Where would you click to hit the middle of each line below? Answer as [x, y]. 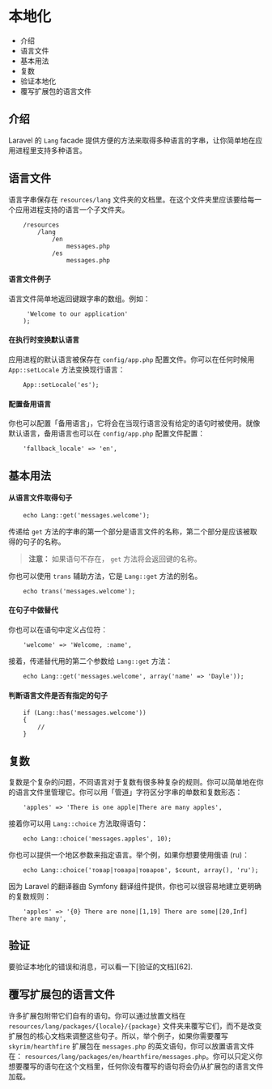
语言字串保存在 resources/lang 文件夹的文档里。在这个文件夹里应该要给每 [132, 199]
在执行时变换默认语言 [44, 340]
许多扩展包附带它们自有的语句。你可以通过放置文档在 [97, 1015]
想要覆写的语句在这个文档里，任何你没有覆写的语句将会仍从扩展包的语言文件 [136, 1066]
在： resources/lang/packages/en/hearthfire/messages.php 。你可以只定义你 [136, 1056]
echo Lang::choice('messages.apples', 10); [98, 839]
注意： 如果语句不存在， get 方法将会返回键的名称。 [115, 559]
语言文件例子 [30, 279]
